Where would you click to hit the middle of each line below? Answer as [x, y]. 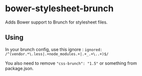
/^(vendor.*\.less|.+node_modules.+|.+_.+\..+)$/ [57, 54]
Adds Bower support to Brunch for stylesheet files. [57, 22]
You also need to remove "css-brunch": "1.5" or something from [71, 63]
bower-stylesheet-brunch [59, 9]
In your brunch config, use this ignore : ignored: [54, 49]
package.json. [19, 68]
